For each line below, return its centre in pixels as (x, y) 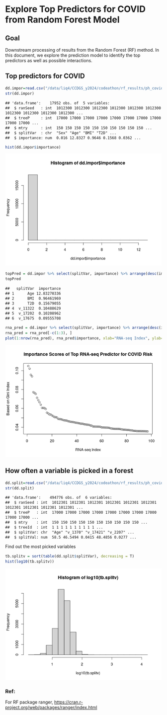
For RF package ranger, (29, 702)
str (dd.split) (20, 488)
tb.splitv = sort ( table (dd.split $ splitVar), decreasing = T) (70, 556)
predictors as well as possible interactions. (49, 60)
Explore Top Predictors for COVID (75, 9)
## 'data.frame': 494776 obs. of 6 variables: (59, 498)
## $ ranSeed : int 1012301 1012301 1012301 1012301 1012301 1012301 (81, 503)
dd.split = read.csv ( (25, 483)
